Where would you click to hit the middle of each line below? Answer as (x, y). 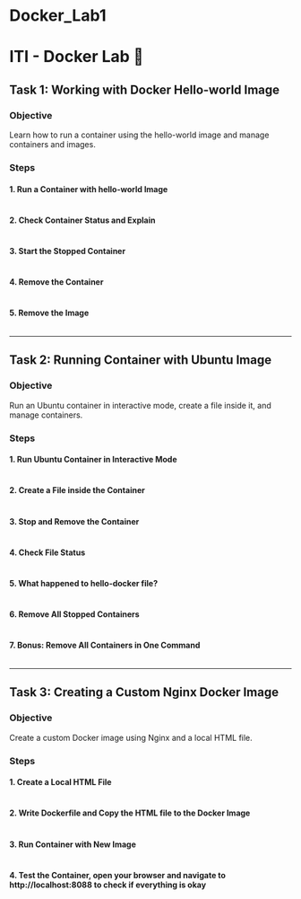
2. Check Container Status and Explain (82, 220)
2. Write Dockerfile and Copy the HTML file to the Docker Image (130, 813)
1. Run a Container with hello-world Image (89, 189)
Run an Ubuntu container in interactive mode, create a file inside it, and (140, 405)
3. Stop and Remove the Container (74, 521)
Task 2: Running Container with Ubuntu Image (140, 360)
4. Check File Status (47, 552)
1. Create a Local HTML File (60, 782)
